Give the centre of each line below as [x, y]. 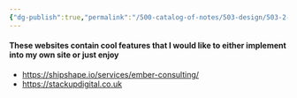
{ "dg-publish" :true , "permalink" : [71, 17]
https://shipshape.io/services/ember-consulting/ [110, 74]
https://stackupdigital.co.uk [72, 84]
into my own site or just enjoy [64, 55]
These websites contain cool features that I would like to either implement [148, 46]
